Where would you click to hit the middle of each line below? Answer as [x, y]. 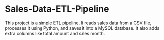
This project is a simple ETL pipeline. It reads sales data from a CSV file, [78, 23]
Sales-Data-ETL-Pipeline [57, 9]
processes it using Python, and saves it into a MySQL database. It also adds [82, 28]
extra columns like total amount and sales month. [55, 33]
